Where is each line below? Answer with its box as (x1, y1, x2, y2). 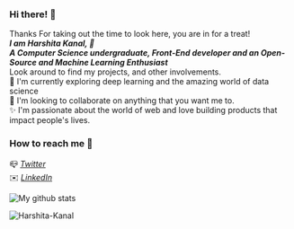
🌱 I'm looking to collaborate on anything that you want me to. (9, 95, 236, 106)
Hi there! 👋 (9, 8, 57, 21)
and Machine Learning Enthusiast (38, 57, 168, 68)
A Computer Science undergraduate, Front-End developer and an (9, 48, 259, 58)
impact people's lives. (9, 115, 91, 126)
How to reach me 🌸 (9, 137, 94, 150)
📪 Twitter (9, 158, 47, 169)
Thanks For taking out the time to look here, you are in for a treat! (9, 29, 251, 40)
